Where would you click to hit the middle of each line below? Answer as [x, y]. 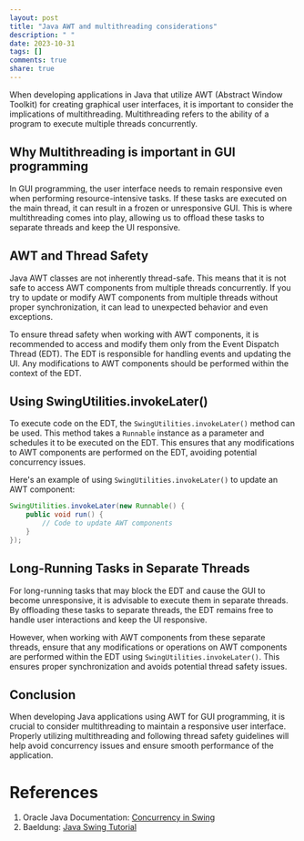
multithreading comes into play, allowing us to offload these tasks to [137, 217]
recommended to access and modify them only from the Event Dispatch [144, 344]
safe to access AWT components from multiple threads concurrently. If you [150, 287]
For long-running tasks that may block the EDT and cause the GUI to [137, 590]
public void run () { [65, 515]
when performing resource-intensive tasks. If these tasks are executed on [148, 198]
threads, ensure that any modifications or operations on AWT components [148, 647]
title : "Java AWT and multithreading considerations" [114, 26]
